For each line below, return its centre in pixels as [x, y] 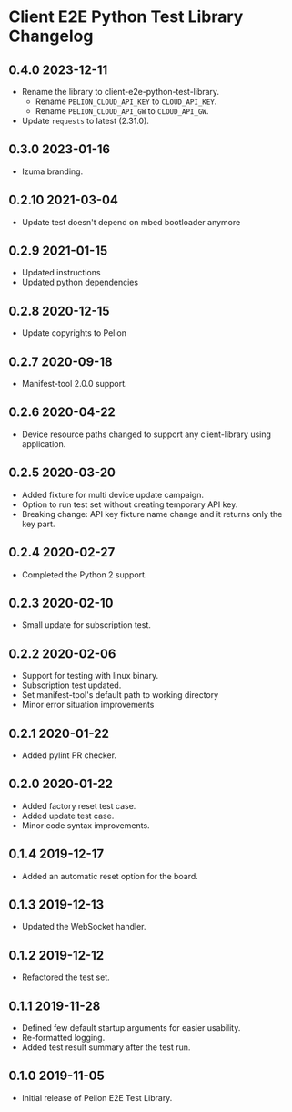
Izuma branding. [52, 171]
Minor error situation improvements [88, 705]
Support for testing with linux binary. [90, 676]
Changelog [51, 36]
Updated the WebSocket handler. [84, 927]
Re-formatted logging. [63, 1038]
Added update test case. [68, 816]
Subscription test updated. [71, 685]
